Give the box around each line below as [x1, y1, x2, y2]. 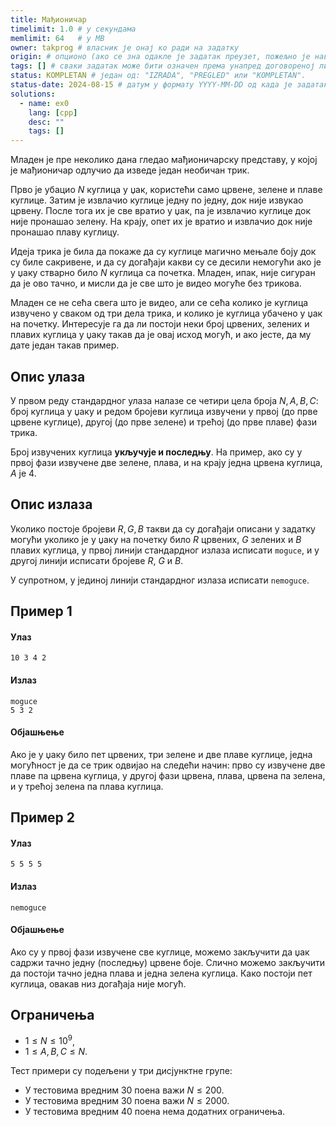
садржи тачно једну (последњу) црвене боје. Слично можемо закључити [10, 956, 326, 968]
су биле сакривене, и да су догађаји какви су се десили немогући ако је [10, 256, 322, 268]
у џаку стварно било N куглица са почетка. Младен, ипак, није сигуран [10, 267, 316, 279]
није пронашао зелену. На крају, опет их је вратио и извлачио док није [10, 216, 313, 228]
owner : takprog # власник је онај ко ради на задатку [10, 42, 240, 53]
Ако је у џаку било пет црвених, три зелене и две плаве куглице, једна [10, 748, 313, 760]
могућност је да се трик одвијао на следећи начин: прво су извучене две [10, 759, 326, 771]
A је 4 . [10, 467, 37, 479]
